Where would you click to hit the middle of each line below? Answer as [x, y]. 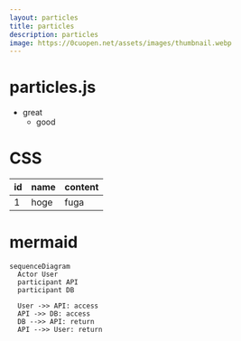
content [82, 188]
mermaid [44, 242]
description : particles [54, 34]
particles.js [53, 88]
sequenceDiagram [40, 267]
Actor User [38, 275]
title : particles [42, 26]
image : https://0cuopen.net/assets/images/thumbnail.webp [120, 43]
